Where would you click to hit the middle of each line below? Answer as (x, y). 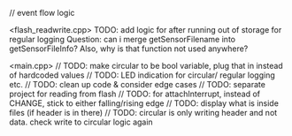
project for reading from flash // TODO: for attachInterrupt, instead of (135, 94)
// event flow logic (42, 13)
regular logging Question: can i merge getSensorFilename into (123, 39)
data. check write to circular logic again (81, 122)
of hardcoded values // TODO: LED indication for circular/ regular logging (142, 75)
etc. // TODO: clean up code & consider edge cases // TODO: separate (137, 84)
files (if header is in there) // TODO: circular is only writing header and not (143, 113)
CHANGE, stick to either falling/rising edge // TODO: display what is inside (144, 103)
